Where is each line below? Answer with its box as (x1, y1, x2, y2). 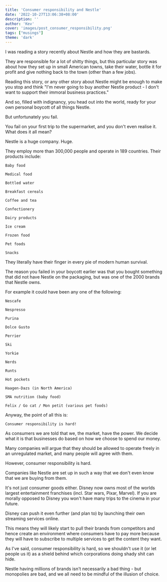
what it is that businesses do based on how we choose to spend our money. (5, 436, 161, 441)
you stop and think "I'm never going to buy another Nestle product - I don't (5, 84, 159, 90)
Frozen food (5, 233, 30, 238)
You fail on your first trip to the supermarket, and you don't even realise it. (5, 123, 157, 130)
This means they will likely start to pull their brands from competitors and (5, 525, 155, 531)
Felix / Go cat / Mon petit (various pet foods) (5, 403, 108, 408)
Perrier (5, 333, 21, 338)
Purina (5, 316, 19, 321)
